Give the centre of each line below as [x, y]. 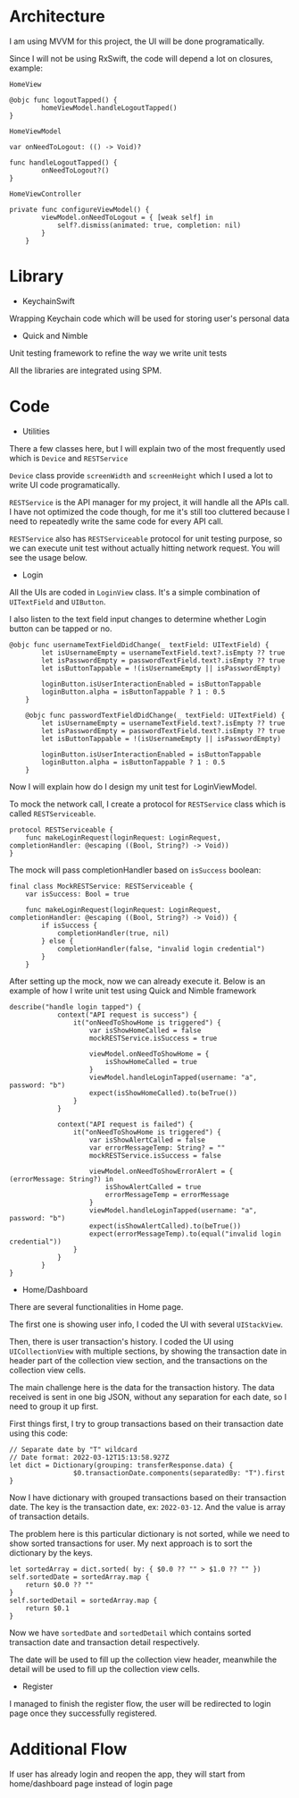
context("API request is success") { [127, 1015]
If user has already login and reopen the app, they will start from [127, 1774]
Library [37, 277]
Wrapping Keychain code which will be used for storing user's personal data [149, 318]
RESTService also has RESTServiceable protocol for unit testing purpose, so [146, 538]
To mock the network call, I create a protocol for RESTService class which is [148, 804]
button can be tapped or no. [61, 629]
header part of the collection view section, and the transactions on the [138, 1360]
